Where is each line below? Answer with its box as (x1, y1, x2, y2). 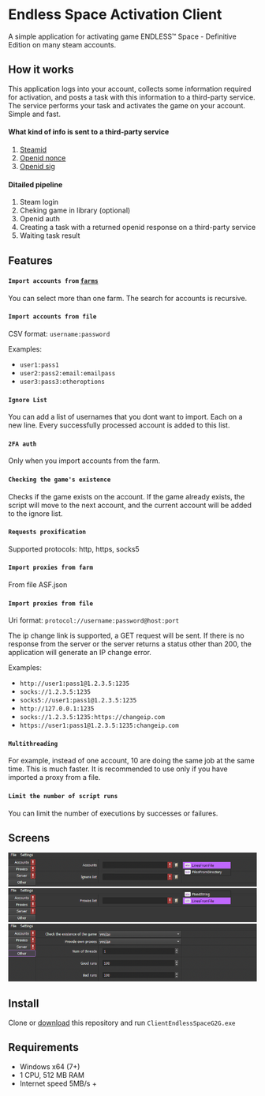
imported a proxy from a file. (8, 773, 101, 782)
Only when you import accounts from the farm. (8, 456, 161, 465)
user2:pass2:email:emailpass (19, 369, 116, 377)
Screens (8, 831, 50, 845)
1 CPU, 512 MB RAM (19, 1070, 85, 1079)
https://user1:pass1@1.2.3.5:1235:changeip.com (19, 721, 179, 730)
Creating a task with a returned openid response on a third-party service (19, 223, 256, 232)
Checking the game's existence (8, 476, 111, 484)
